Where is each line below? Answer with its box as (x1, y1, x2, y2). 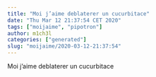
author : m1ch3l (7, 29, 52, 37)
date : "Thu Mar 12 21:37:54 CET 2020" (7, 17, 121, 24)
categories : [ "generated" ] (7, 36, 87, 43)
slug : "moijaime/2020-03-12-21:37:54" (7, 43, 121, 50)
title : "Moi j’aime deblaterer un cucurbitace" (7, 10, 150, 17)
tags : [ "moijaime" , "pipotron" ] (7, 23, 102, 30)
